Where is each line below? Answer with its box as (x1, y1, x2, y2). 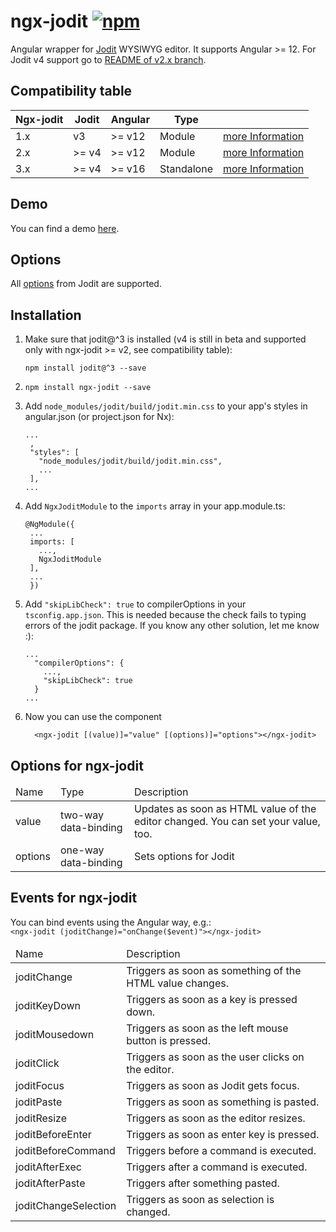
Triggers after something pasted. (126, 1176, 280, 1190)
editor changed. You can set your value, (134, 815, 321, 828)
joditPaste (15, 1095, 63, 1109)
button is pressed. (126, 1033, 211, 1047)
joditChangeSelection (15, 1198, 117, 1212)
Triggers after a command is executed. (126, 1160, 308, 1174)
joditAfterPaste (15, 1176, 86, 1190)
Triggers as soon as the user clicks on (126, 1050, 305, 1064)
